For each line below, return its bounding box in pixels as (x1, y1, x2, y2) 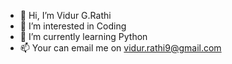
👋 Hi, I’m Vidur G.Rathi (19, 10, 112, 21)
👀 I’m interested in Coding (19, 20, 127, 32)
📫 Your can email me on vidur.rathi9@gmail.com (19, 42, 222, 54)
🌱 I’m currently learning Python (19, 31, 148, 42)
